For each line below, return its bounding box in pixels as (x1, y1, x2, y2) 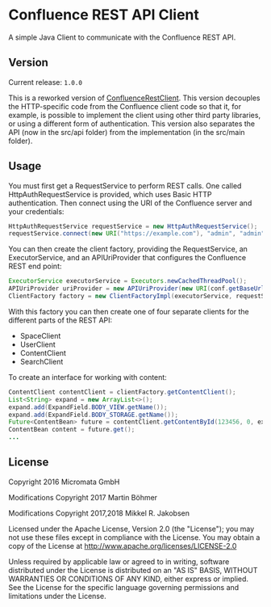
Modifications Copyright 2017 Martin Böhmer (8, 492, 158, 502)
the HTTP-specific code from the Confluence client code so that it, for (8, 101, 242, 111)
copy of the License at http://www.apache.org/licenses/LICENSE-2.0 (8, 541, 237, 550)
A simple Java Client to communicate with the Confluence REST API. (8, 32, 236, 42)
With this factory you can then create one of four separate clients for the (8, 306, 249, 316)
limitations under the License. (8, 591, 106, 601)
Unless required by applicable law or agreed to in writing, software (8, 556, 230, 567)
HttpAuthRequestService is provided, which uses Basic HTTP (8, 189, 212, 199)
